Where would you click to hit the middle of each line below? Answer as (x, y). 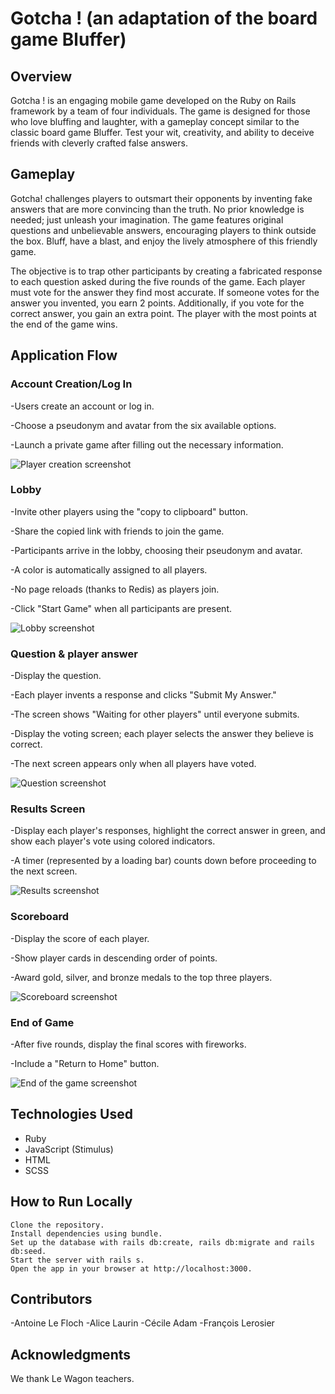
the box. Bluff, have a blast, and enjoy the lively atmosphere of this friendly (164, 241)
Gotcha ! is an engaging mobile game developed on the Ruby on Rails (153, 100)
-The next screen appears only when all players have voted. (133, 764)
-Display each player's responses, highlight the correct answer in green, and (168, 831)
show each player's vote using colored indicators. (113, 841)
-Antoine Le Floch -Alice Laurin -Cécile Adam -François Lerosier (142, 1323)
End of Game (42, 1022)
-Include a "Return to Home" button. (85, 1063)
